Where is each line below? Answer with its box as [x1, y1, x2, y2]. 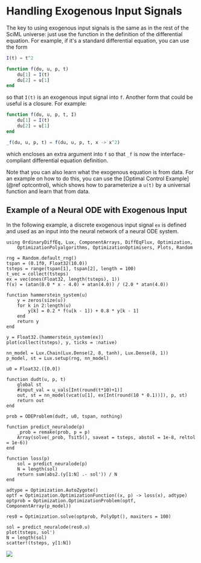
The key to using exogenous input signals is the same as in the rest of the [6, 24, 189, 31]
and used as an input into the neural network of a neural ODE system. [6, 227, 179, 234]
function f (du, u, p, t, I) [6, 112, 77, 118]
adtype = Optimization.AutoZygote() [6, 487, 98, 493]
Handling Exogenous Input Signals [6, 4, 182, 18]
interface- [161, 150, 186, 157]
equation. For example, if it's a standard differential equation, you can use [6, 37, 190, 44]
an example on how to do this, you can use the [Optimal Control [6, 175, 165, 182]
